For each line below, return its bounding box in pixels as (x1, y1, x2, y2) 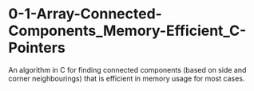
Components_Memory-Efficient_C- (8, 22, 247, 40)
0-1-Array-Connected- (8, 5, 162, 23)
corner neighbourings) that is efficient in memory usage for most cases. (8, 73, 245, 83)
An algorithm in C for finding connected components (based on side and (8, 65, 247, 74)
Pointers (8, 39, 65, 57)
